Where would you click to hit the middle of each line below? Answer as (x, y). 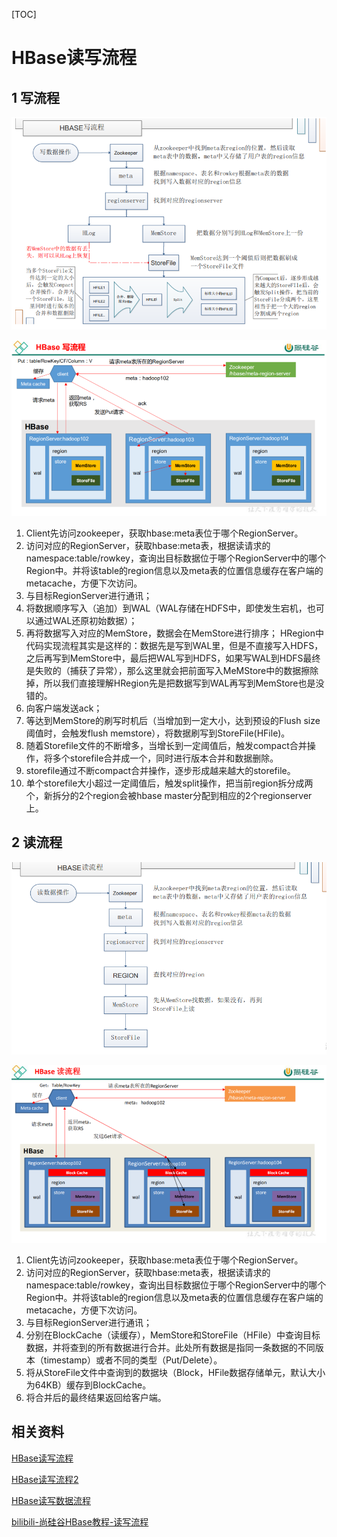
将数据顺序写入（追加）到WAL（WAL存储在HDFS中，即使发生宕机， (166, 608)
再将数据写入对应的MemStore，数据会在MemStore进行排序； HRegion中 (174, 633)
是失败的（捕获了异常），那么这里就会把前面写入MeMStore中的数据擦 (168, 670)
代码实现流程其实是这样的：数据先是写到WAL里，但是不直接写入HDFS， (174, 645)
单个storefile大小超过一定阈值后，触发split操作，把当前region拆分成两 (169, 783)
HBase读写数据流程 (51, 1500)
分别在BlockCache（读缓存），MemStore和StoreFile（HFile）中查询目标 (173, 1335)
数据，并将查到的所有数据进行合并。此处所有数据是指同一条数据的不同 (170, 1347)
